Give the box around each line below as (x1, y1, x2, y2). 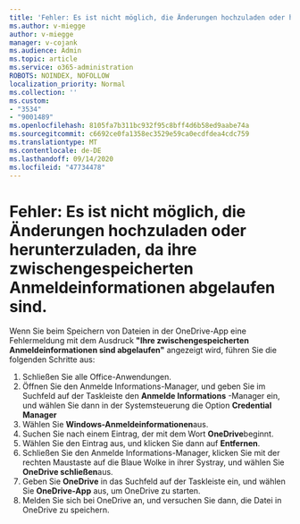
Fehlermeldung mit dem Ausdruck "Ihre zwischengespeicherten (9, 335, 250, 346)
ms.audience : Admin (9, 46, 82, 55)
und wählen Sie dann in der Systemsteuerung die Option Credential (21, 400, 272, 411)
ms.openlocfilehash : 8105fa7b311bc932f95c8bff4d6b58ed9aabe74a (9, 122, 250, 131)
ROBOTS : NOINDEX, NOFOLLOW (9, 72, 110, 80)
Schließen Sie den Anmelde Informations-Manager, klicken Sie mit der (21, 448, 280, 459)
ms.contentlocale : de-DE (9, 146, 102, 155)
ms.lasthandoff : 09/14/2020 (9, 154, 114, 164)
